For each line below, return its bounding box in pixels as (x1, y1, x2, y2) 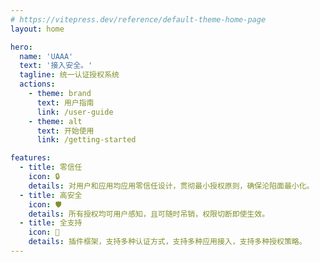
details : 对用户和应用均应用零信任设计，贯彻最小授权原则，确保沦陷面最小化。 (28, 181, 315, 191)
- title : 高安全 (19, 190, 83, 200)
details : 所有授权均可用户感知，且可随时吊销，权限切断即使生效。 (28, 209, 270, 219)
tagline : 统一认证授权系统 (19, 70, 120, 80)
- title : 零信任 (19, 162, 83, 173)
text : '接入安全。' (19, 61, 93, 71)
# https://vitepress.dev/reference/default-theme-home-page (10, 14, 267, 25)
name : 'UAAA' (19, 51, 74, 61)
